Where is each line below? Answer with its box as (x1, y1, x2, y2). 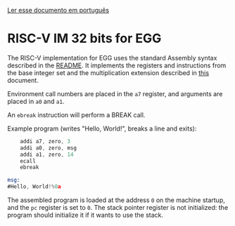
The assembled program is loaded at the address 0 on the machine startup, (7, 196, 225, 204)
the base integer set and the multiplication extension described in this (7, 68, 210, 77)
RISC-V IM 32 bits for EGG (7, 31, 162, 46)
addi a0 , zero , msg (20, 144, 77, 152)
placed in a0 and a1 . (7, 97, 65, 105)
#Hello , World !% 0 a (7, 183, 61, 190)
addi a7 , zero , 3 (20, 138, 71, 145)
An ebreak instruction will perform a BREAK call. (7, 110, 146, 119)
